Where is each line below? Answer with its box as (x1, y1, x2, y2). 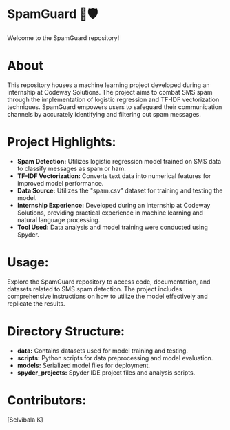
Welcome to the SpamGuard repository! (7, 33, 120, 42)
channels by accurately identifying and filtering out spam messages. (7, 110, 202, 118)
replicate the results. (7, 299, 65, 308)
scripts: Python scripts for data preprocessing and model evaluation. (17, 353, 213, 362)
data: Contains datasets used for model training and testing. (17, 346, 188, 355)
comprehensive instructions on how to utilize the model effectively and (7, 292, 208, 300)
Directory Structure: (7, 323, 125, 339)
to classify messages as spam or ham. (17, 164, 126, 173)
